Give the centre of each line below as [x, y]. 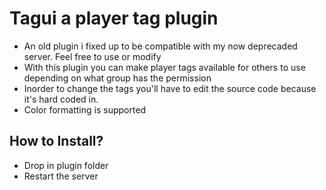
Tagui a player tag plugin [114, 18]
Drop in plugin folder [66, 165]
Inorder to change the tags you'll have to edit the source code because [170, 88]
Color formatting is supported [85, 109]
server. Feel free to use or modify [92, 56]
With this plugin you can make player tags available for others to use [164, 67]
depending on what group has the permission [117, 78]
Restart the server [61, 176]
